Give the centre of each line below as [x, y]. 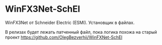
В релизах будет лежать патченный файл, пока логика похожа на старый [81, 32]
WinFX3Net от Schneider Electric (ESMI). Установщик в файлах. [70, 22]
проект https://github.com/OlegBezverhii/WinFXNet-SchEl [64, 37]
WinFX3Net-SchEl [43, 9]
